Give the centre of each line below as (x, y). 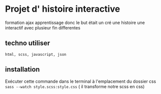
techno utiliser (28, 43)
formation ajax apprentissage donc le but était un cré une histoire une (75, 23)
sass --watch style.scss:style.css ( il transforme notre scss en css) (75, 86)
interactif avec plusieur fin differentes (43, 27)
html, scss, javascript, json (36, 54)
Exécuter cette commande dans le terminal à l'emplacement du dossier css (80, 81)
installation (22, 70)
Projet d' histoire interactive (63, 9)
